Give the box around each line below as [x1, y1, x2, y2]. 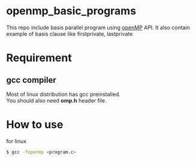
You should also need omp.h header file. [6, 97, 107, 104]
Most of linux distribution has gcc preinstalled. [6, 91, 121, 98]
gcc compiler [6, 75, 57, 85]
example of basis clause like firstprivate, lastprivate [6, 30, 133, 37]
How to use [6, 118, 64, 132]
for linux [6, 137, 27, 144]
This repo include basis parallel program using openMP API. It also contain [6, 24, 191, 31]
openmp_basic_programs [6, 4, 137, 18]
